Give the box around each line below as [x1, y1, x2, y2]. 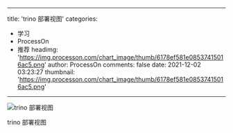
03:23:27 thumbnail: [17, 68, 75, 76]
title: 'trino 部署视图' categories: [7, 15, 98, 23]
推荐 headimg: [17, 46, 59, 53]
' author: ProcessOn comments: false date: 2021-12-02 [44, 60, 201, 69]
